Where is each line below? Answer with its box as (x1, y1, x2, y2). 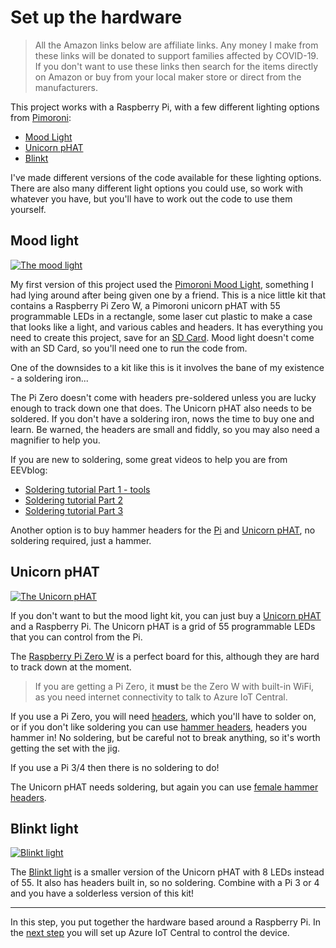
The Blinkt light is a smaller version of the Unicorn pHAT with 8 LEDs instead (10, 866, 325, 878)
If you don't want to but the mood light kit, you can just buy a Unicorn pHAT (10, 609, 322, 621)
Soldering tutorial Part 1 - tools (24, 483, 151, 495)
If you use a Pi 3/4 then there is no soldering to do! (10, 761, 220, 773)
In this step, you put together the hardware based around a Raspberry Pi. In (10, 916, 322, 928)
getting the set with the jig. (10, 742, 121, 754)
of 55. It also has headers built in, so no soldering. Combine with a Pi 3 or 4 (10, 877, 320, 889)
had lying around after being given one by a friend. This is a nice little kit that (10, 289, 327, 301)
